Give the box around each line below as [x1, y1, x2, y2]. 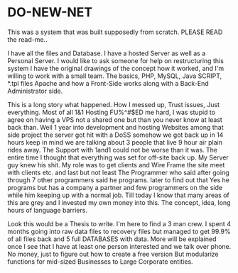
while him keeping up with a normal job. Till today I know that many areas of [7, 191, 229, 199]
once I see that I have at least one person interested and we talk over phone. [7, 242, 232, 250]
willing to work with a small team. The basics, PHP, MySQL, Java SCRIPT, [7, 72, 222, 80]
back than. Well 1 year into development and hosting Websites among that [7, 123, 224, 131]
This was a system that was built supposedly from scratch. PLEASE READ [7, 28, 223, 36]
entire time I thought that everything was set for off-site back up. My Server [7, 153, 229, 162]
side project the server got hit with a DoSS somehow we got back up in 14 [7, 130, 224, 139]
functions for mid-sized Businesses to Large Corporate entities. [7, 257, 193, 266]
